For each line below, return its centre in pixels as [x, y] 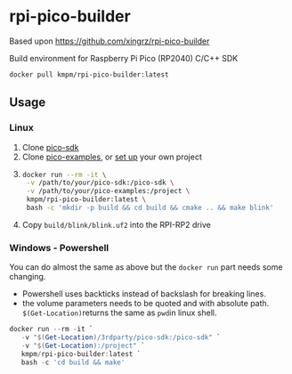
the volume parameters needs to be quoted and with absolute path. [146, 304]
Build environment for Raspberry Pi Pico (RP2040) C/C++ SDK [124, 58]
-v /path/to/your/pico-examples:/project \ [108, 191]
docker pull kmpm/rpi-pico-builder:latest [89, 74]
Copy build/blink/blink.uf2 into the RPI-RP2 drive [116, 224]
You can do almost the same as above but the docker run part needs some [146, 267]
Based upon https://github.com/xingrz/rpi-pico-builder [109, 41]
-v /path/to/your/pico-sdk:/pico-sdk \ [100, 183]
